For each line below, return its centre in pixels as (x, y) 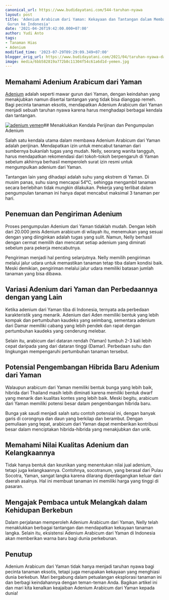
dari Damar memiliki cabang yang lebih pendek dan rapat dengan (73, 325)
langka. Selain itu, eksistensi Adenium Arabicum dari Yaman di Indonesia (80, 533)
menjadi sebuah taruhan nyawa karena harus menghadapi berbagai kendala (84, 110)
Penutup (19, 554)
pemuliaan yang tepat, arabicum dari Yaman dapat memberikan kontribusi (82, 424)
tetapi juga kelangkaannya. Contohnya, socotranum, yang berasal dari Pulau (84, 470)
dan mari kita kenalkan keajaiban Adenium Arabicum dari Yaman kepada (80, 587)
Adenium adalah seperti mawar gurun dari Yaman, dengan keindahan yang (82, 94)
